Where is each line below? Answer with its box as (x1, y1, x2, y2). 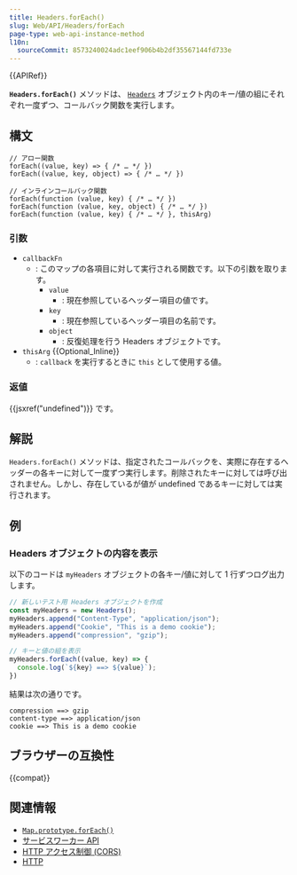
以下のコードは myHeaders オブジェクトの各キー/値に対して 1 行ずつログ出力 (9, 569, 285, 579)
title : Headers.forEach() (9, 12, 105, 22)
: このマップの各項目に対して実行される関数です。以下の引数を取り (35, 264, 280, 274)
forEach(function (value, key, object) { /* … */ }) (9, 201, 208, 211)
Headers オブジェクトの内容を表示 (9, 547, 158, 559)
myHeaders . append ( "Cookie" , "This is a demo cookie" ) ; (9, 622, 216, 631)
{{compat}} (9, 772, 51, 783)
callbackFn (21, 255, 63, 264)
